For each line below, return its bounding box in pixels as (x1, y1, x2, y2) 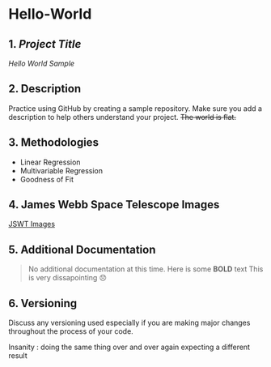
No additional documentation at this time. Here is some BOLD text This (28, 264, 264, 274)
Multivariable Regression (19, 165, 104, 175)
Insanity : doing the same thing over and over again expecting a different (8, 342, 251, 352)
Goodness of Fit (19, 174, 74, 184)
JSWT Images (8, 220, 55, 229)
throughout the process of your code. (8, 326, 133, 336)
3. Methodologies (8, 135, 100, 150)
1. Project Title (8, 37, 82, 51)
